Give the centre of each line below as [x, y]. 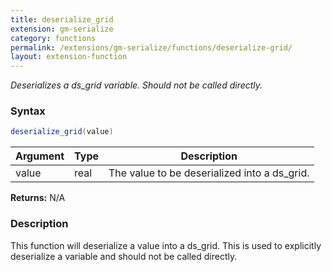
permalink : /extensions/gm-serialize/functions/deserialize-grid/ [151, 47]
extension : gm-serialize [62, 29]
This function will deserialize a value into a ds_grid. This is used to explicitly [166, 245]
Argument [40, 156]
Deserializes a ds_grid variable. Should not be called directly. [136, 85]
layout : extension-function [69, 57]
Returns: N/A [38, 198]
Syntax [28, 111]
